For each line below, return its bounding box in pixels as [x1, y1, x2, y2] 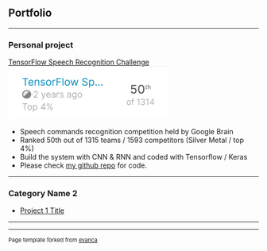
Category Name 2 [8, 188, 78, 199]
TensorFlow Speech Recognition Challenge [8, 57, 149, 67]
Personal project [8, 39, 74, 50]
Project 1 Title [19, 206, 65, 215]
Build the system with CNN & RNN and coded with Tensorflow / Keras [19, 153, 248, 162]
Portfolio [8, 6, 52, 20]
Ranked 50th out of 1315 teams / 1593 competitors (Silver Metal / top [19, 135, 245, 145]
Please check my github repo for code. [19, 160, 147, 170]
